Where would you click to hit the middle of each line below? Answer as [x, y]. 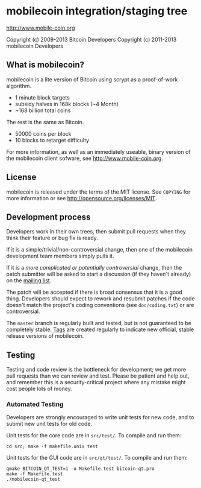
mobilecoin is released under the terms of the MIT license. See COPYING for [98, 192]
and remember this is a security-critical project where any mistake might [96, 382]
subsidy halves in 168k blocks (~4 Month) [67, 104]
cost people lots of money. [39, 389]
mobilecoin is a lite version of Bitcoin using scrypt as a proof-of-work [92, 79]
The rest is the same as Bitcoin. [45, 122]
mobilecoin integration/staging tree [97, 11]
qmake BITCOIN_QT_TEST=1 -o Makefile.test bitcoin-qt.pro [80, 469]
